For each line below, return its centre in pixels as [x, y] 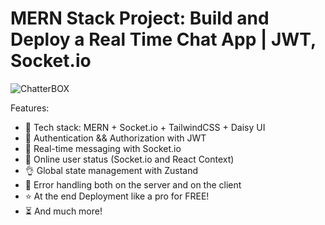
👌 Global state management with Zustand [111, 170]
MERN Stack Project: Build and [140, 18]
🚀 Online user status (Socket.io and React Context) [129, 159]
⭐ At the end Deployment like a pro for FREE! [117, 196]
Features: [30, 108]
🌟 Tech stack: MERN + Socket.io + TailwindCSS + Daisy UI [145, 127]
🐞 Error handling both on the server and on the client [133, 184]
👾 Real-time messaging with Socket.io [103, 148]
